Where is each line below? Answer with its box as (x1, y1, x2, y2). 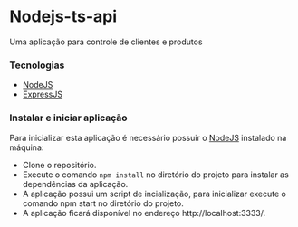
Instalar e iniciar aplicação (9, 111, 129, 124)
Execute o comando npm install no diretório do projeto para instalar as (22, 169, 290, 180)
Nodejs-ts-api (9, 6, 118, 27)
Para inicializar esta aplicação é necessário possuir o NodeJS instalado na (9, 132, 287, 143)
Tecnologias (9, 59, 65, 71)
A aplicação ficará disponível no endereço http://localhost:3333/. (22, 207, 266, 218)
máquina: (9, 142, 44, 153)
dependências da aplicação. (22, 178, 129, 189)
